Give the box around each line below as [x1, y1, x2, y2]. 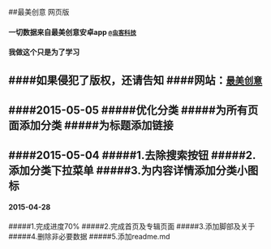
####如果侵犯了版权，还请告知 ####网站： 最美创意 [8, 73, 263, 87]
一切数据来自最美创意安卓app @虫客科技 [8, 27, 136, 36]
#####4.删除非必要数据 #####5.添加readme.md [8, 231, 170, 241]
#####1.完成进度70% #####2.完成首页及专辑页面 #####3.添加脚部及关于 [8, 221, 256, 231]
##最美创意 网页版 [8, 7, 70, 16]
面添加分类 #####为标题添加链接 [8, 118, 174, 132]
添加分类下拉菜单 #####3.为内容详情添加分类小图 [8, 164, 259, 178]
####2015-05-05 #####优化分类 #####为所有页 [8, 103, 259, 117]
